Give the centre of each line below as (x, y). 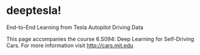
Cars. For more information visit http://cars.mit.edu (70, 45)
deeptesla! (34, 11)
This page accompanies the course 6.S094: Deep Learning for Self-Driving (100, 39)
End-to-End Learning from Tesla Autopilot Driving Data (75, 27)
